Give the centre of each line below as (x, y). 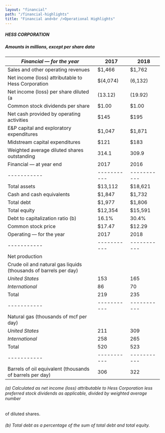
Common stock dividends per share (49, 106)
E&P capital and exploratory (40, 128)
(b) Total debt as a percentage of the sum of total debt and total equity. (78, 425)
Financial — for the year (50, 61)
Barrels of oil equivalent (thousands (49, 369)
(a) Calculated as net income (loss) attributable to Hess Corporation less (79, 388)
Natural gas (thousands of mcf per (47, 317)
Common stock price (32, 226)
